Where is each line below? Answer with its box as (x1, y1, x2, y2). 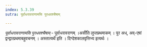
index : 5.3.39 (5, 7, 35, 12)
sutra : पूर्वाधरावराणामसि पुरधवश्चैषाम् (5, 12, 60, 17)
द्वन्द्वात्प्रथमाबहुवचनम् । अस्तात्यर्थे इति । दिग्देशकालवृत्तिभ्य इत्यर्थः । (5, 35, 109, 41)
